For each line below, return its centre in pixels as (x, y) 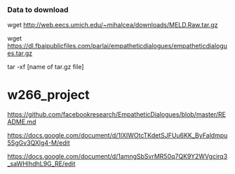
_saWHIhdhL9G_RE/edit (41, 164)
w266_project (48, 95)
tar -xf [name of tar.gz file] (46, 67)
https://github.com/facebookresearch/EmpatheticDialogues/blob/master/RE (117, 115)
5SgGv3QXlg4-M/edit (39, 143)
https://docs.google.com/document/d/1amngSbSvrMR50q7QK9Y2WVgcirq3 (117, 157)
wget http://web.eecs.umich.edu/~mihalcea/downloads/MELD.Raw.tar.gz (113, 25)
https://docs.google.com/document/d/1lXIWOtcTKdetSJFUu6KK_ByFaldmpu (117, 136)
